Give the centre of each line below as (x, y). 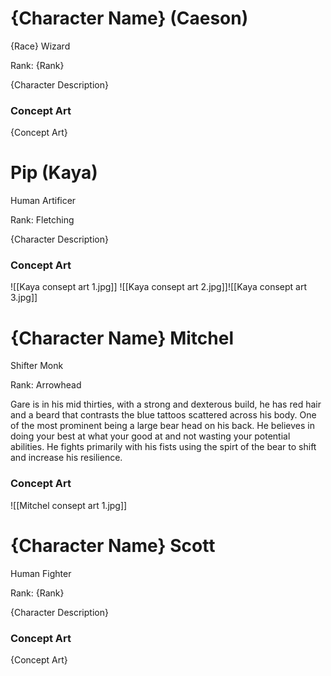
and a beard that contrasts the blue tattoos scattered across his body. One (163, 415)
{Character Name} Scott (113, 545)
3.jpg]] (24, 298)
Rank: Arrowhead (46, 385)
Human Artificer (43, 201)
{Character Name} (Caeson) (129, 18)
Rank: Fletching (42, 220)
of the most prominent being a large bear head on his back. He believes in (162, 426)
